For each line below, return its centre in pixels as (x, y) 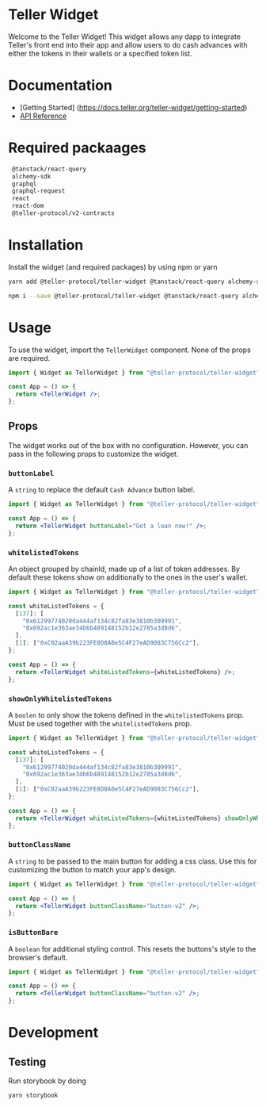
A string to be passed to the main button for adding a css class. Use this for (133, 861)
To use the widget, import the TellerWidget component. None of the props (129, 350)
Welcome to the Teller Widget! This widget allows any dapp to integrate (125, 36)
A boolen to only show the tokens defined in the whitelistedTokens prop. (126, 714)
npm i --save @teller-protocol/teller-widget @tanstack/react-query (123, 296)
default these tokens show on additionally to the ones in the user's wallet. (128, 577)
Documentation (61, 86)
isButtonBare (33, 933)
